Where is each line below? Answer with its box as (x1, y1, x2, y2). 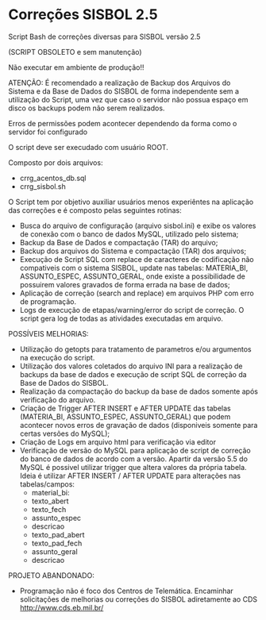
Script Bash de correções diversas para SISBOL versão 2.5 (8, 32, 201, 41)
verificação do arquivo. (19, 395, 96, 404)
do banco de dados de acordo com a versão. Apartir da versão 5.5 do (19, 454, 249, 464)
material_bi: (31, 487, 70, 497)
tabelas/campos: (19, 479, 75, 489)
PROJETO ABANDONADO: (8, 570, 95, 580)
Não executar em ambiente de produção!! (8, 62, 145, 72)
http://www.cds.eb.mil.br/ (19, 603, 104, 612)
